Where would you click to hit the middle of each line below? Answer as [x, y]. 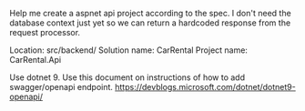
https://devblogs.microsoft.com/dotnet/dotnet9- [205, 87]
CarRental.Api [36, 60]
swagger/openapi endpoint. [61, 87]
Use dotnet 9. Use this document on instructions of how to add [127, 77]
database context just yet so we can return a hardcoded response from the [150, 23]
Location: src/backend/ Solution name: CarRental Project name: [129, 50]
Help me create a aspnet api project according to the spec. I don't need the [150, 13]
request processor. [45, 32]
